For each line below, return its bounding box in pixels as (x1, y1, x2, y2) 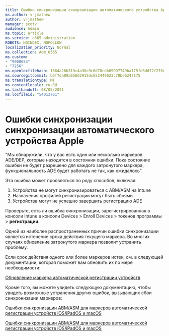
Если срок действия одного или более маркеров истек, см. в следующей (5, 254, 163, 260)
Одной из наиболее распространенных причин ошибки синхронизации (5, 228, 159, 235)
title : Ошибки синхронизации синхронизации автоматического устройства (5, 7, 158, 13)
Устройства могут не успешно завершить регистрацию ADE (12, 198, 142, 204)
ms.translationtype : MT (5, 78, 55, 83)
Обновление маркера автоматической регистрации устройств (5, 274, 141, 281)
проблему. (5, 244, 28, 250)
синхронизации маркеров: (5, 295, 62, 301)
